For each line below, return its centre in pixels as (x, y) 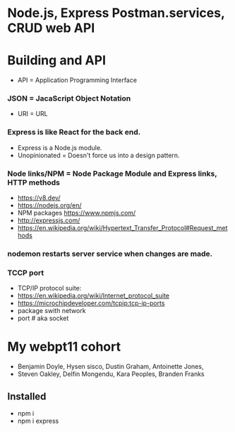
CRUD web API (51, 28)
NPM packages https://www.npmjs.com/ (77, 213)
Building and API (57, 61)
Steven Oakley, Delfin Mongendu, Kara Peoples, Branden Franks (111, 374)
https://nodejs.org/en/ (50, 205)
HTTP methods (34, 182)
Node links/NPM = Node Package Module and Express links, (112, 174)
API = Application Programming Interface (77, 80)
